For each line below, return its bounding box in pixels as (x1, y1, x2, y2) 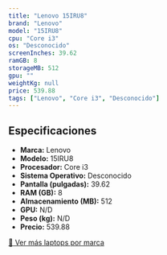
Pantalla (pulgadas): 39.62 (19, 179, 111, 189)
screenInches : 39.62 (8, 49, 78, 57)
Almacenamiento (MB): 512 (19, 196, 112, 206)
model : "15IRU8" (8, 27, 63, 35)
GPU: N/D (19, 205, 53, 215)
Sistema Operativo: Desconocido (19, 171, 132, 181)
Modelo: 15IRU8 (19, 154, 74, 163)
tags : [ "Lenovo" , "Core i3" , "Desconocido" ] (8, 94, 160, 102)
